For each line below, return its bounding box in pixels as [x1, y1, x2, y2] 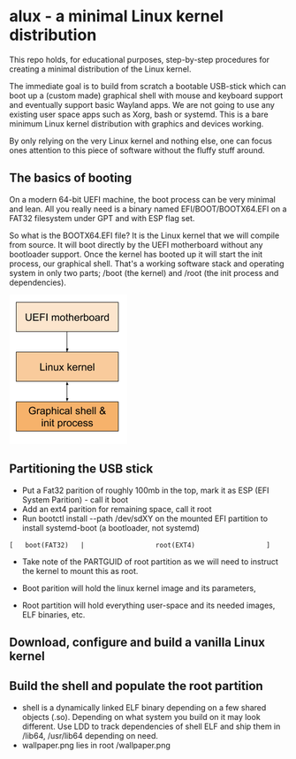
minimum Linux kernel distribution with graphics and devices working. [9, 118, 264, 129]
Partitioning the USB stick [9, 462, 154, 477]
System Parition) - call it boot [21, 494, 129, 505]
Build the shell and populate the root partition [9, 678, 263, 694]
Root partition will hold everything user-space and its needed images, [21, 600, 276, 610]
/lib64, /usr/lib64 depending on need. [21, 730, 159, 740]
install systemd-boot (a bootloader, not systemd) [21, 522, 201, 533]
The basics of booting [9, 171, 133, 186]
